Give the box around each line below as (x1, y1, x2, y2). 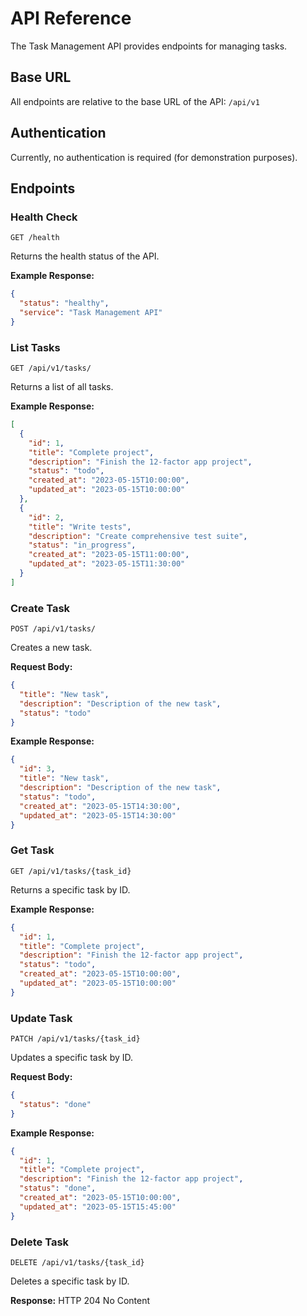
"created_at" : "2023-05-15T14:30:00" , (19, 801, 182, 811)
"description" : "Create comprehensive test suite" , (28, 531, 248, 541)
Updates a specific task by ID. (10, 1052, 134, 1064)
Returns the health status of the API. (10, 250, 160, 262)
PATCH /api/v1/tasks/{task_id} (10, 1034, 141, 1044)
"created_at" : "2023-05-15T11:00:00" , (28, 550, 190, 560)
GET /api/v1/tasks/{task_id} (10, 866, 132, 876)
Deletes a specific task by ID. (10, 1275, 130, 1287)
